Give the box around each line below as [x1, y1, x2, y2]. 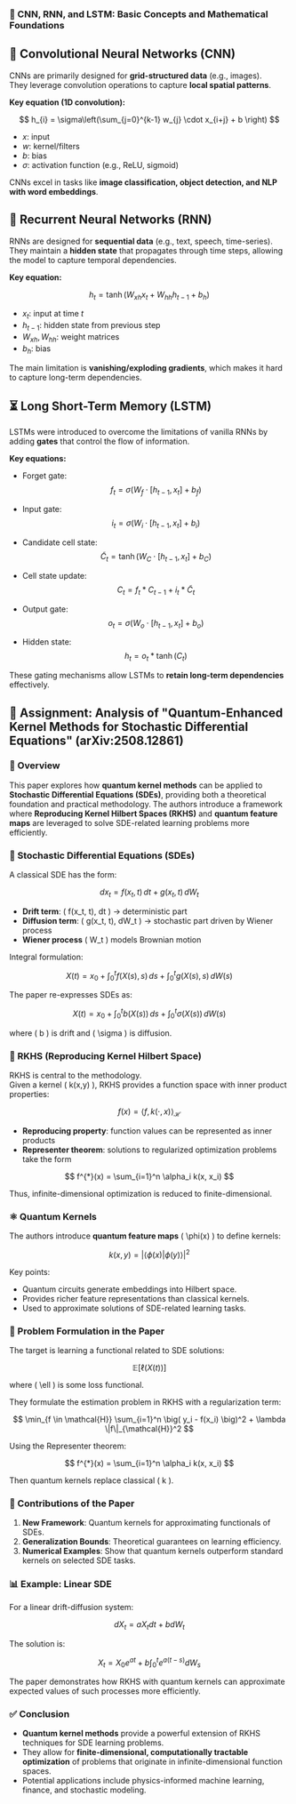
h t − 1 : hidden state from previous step [21, 320, 161, 333]
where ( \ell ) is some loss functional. [9, 1380, 145, 1391]
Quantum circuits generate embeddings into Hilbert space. [21, 1284, 237, 1295]
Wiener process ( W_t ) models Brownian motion [21, 934, 202, 945]
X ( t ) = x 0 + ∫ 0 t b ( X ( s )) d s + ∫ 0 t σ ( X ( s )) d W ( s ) [72, 1006, 227, 1021]
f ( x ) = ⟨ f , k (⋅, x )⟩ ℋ [117, 1106, 181, 1118]
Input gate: [21, 504, 62, 515]
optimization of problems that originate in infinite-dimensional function [21, 1756, 283, 1768]
